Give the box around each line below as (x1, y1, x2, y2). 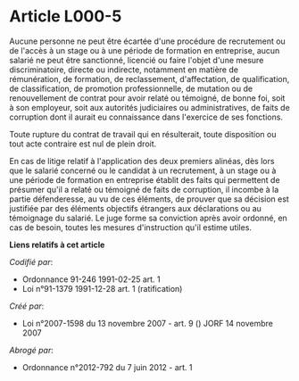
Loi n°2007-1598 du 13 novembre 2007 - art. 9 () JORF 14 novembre (21, 318, 274, 328)
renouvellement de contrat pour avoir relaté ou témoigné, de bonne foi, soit (9, 92, 286, 104)
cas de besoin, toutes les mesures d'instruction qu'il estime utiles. (9, 221, 253, 233)
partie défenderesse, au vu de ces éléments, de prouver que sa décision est (9, 194, 290, 204)
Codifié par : (9, 256, 54, 267)
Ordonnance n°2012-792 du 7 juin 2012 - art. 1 (21, 361, 194, 372)
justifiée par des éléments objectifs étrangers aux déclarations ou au (9, 203, 262, 213)
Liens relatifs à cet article (9, 239, 105, 250)
